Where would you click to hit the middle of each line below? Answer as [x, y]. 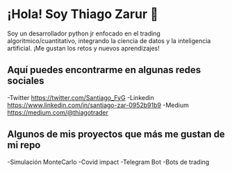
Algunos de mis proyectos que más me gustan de [116, 134]
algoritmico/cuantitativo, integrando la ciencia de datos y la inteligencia [109, 40]
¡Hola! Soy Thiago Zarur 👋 [83, 14]
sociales [26, 81]
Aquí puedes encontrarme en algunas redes [104, 70]
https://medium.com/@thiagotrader [58, 112]
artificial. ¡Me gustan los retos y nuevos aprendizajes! [83, 48]
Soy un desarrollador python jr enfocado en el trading [84, 33]
